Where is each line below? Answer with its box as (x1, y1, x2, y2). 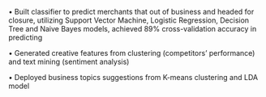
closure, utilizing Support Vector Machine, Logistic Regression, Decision (8, 15, 250, 25)
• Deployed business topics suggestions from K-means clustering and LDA (8, 73, 258, 82)
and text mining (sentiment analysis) (8, 57, 130, 66)
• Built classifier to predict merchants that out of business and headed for (8, 7, 255, 16)
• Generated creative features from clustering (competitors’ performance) (8, 48, 255, 57)
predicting (8, 32, 43, 42)
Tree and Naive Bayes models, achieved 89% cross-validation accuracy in (8, 24, 257, 33)
